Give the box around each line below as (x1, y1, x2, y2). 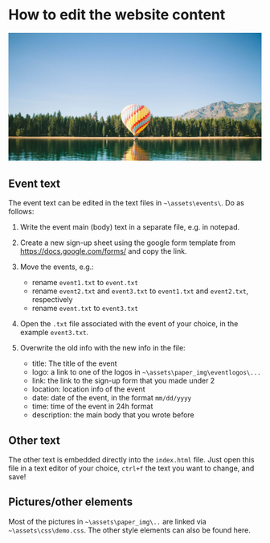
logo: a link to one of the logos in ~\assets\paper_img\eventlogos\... (31, 367, 261, 377)
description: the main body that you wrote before (31, 410, 194, 420)
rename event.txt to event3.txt (31, 304, 139, 313)
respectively (31, 295, 73, 305)
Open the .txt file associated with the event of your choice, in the (19, 319, 239, 329)
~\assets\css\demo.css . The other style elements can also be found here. (8, 525, 251, 535)
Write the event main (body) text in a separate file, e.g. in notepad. (19, 222, 240, 232)
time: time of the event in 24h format (31, 401, 153, 412)
